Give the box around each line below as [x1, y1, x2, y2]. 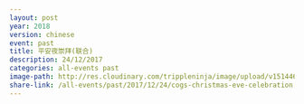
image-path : [9, 72, 54, 81]
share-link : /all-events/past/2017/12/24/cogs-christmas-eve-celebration [9, 80, 294, 90]
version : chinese [9, 30, 75, 39]
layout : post [9, 13, 59, 23]
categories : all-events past [9, 64, 119, 73]
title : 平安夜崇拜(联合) [9, 47, 93, 56]
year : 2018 [9, 22, 51, 31]
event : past [9, 38, 54, 48]
